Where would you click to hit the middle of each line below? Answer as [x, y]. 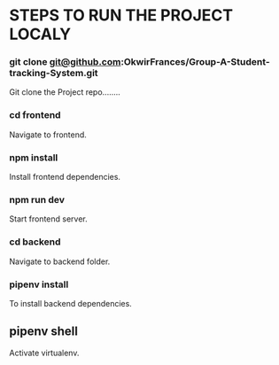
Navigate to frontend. [48, 135]
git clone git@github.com [65, 62]
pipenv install [39, 284]
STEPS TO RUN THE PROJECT [121, 16]
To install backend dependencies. [71, 303]
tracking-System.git [54, 74]
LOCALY [40, 34]
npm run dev [37, 200]
